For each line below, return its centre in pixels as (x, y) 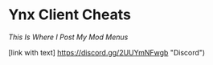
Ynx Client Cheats (70, 15)
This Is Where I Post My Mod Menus (68, 37)
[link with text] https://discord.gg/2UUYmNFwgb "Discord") (107, 52)
